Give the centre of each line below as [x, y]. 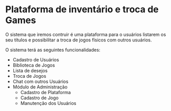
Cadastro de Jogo [40, 98]
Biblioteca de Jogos [34, 65]
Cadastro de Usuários [36, 59]
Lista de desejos [30, 71]
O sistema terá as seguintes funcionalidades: [53, 50]
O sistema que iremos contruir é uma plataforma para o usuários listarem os [86, 34]
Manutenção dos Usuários [48, 103]
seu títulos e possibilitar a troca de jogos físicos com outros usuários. [79, 40]
